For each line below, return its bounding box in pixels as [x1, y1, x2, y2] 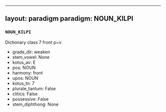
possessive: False [12, 96, 49, 102]
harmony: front [12, 70, 43, 75]
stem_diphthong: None [12, 101, 59, 107]
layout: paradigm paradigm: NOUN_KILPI [5, 14, 133, 23]
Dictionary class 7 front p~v [5, 39, 62, 45]
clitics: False [12, 91, 38, 97]
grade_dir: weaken [12, 49, 50, 55]
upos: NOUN [12, 75, 39, 81]
